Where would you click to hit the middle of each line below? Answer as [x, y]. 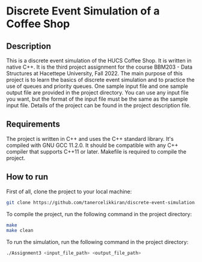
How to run [27, 177]
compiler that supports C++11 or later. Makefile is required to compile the [96, 151]
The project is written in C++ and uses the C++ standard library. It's [90, 139]
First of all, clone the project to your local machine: [69, 192]
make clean [20, 231]
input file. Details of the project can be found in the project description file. [99, 105]
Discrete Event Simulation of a [83, 11]
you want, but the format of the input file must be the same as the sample [97, 99]
